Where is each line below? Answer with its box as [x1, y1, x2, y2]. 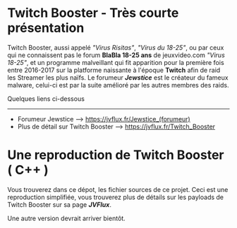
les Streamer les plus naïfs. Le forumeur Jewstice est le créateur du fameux [7, 73, 229, 82]
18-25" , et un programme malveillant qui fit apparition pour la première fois [7, 58, 224, 66]
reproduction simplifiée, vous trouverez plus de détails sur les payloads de [7, 193, 224, 201]
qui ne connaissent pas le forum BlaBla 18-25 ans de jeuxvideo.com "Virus [7, 51, 226, 59]
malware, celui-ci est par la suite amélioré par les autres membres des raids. [7, 80, 229, 89]
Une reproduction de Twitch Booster [7, 147, 224, 163]
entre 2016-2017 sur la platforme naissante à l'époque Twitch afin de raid [7, 66, 221, 74]
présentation [7, 20, 85, 36]
